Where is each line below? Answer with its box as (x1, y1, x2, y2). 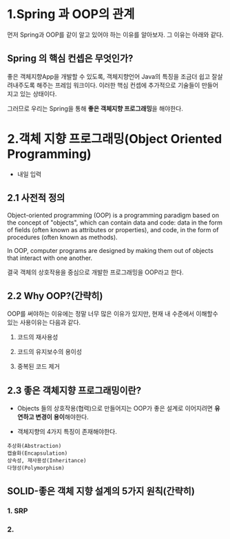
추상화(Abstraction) (7, 443, 62, 450)
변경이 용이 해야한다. (35, 413, 90, 422)
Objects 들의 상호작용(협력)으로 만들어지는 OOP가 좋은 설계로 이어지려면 (17, 404, 213, 413)
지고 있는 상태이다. (7, 89, 57, 97)
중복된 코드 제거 (17, 362, 60, 370)
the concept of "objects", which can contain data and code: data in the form (7, 218, 222, 227)
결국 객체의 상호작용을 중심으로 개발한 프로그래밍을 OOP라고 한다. (7, 267, 184, 276)
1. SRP (7, 506, 28, 516)
